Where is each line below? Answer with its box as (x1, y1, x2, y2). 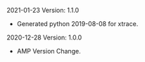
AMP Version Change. (16, 47, 82, 55)
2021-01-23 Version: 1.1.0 (6, 6, 80, 14)
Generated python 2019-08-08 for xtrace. (16, 20, 139, 27)
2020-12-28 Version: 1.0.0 (6, 33, 82, 42)
